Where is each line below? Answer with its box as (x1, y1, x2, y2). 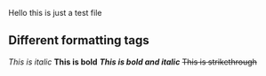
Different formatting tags (8, 33, 150, 48)
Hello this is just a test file (8, 8, 102, 18)
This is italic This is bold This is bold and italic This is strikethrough (8, 57, 257, 67)
